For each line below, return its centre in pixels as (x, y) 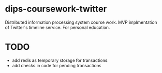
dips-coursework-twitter (56, 9)
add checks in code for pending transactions (57, 65)
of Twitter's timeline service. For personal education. (58, 27)
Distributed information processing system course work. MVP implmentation (81, 22)
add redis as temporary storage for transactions (60, 60)
